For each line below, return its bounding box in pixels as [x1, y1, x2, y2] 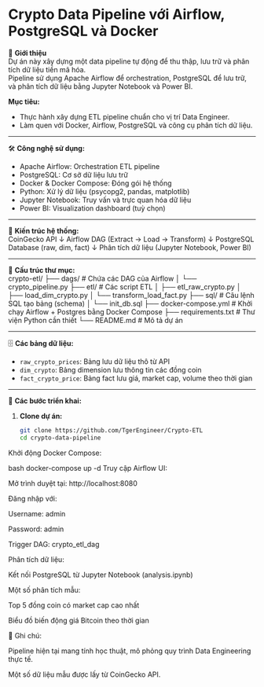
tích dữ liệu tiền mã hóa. [8, 64, 86, 74]
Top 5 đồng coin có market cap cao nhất [8, 600, 140, 610]
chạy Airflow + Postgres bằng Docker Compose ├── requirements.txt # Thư [8, 307, 255, 316]
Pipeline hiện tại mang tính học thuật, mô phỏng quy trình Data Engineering [8, 646, 251, 656]
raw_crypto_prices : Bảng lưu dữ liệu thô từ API [19, 356, 170, 366]
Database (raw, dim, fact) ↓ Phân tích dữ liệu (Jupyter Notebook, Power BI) [8, 242, 251, 252]
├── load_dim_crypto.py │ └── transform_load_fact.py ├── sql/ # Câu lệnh [8, 290, 255, 299]
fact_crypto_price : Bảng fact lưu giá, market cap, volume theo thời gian [19, 373, 253, 383]
